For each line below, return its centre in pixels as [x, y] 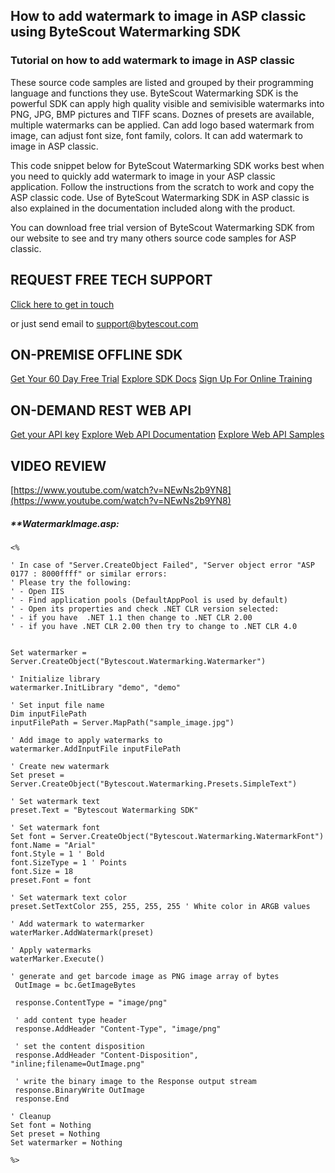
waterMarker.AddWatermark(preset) [82, 932]
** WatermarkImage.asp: [65, 523]
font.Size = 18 [42, 871]
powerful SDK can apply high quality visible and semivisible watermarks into [167, 103]
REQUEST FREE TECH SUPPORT [111, 280]
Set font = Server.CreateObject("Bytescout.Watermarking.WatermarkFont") [167, 836]
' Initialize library [55, 679]
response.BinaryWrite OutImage [79, 1090]
